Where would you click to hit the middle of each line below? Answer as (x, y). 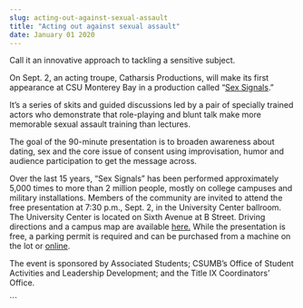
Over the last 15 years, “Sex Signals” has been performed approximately (144, 178)
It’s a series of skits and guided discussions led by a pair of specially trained (151, 105)
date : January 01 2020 (52, 34)
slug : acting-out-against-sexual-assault (89, 18)
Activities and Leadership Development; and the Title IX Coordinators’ (140, 274)
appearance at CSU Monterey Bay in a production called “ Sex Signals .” (142, 88)
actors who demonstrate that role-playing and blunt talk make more (135, 115)
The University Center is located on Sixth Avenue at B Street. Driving (137, 217)
